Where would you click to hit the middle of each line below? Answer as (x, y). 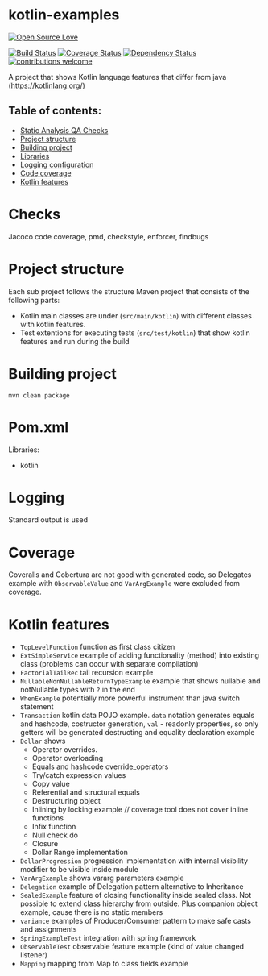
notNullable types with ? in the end (77, 690)
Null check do (55, 835)
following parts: (34, 300)
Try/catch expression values (79, 775)
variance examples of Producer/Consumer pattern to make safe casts (136, 921)
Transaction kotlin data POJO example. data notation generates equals (137, 716)
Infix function (54, 827)
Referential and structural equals (86, 792)
